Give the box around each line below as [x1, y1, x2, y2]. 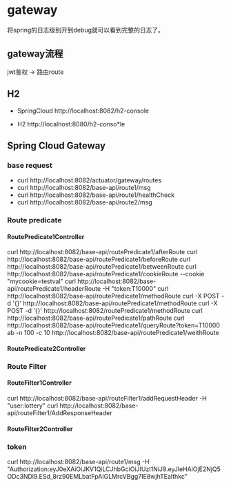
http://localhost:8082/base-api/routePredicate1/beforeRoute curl [7, 255, 191, 264]
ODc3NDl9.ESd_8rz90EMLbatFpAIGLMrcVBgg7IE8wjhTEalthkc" [7, 472, 188, 480]
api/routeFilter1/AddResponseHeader [7, 409, 112, 417]
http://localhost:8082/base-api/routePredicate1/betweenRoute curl [7, 262, 197, 271]
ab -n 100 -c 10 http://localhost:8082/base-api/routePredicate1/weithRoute [7, 329, 219, 337]
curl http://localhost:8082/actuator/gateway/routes [17, 176, 162, 184]
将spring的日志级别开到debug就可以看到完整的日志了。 [7, 26, 164, 34]
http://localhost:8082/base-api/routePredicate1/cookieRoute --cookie [7, 270, 205, 278]
